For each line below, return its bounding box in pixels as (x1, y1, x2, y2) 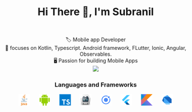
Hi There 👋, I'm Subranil (37, 5, 154, 19)
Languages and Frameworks (54, 81, 137, 89)
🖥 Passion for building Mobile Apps (53, 57, 138, 64)
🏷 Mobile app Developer (65, 36, 126, 43)
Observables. (79, 50, 112, 57)
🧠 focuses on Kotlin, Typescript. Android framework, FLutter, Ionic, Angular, (5, 44, 187, 51)
